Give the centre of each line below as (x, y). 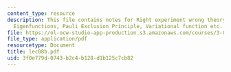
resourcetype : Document (41, 45)
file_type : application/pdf (47, 39)
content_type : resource (41, 13)
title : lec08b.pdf (33, 52)
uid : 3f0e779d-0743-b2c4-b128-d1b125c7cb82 (70, 58)
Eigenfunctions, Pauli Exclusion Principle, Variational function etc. (118, 26)
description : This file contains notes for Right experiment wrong (106, 20)
